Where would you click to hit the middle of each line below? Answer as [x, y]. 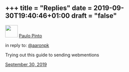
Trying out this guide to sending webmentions [52, 55]
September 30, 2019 [26, 64]
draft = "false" [94, 16]
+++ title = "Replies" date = [49, 8]
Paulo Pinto [30, 36]
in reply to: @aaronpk [27, 45]
